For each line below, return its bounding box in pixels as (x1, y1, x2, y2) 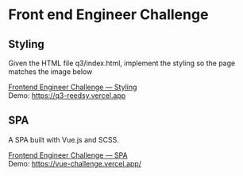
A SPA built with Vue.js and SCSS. (8, 135, 119, 144)
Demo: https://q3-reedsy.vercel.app (8, 91, 126, 100)
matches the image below (8, 67, 93, 76)
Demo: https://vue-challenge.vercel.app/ (8, 158, 141, 168)
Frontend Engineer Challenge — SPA (8, 150, 129, 160)
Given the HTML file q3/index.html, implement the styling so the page (8, 58, 236, 68)
